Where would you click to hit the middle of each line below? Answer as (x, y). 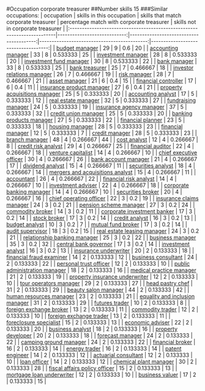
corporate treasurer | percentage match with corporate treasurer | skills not (101, 22)
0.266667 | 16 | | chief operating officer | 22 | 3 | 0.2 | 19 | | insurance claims (102, 198)
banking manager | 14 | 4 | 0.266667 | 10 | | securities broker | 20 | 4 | (94, 192)
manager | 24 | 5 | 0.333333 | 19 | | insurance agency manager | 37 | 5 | (97, 107)
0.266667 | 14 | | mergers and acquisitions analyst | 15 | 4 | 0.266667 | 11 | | (101, 172)
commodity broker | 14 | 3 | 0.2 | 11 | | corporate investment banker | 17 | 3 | (101, 211)
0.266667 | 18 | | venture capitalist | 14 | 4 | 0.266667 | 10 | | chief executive (102, 152)
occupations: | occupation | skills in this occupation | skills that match (94, 15)
